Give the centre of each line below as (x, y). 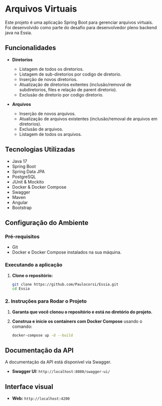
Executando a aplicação (34, 265)
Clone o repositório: (32, 276)
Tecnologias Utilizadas (40, 150)
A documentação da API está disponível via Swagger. (58, 362)
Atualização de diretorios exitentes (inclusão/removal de (75, 84)
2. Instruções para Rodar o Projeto (46, 301)
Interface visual (29, 387)
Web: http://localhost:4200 (41, 398)
